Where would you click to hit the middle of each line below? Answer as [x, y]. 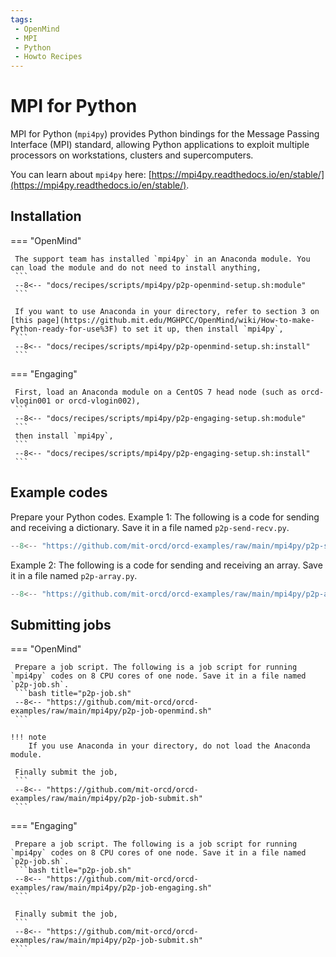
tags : [21, 19]
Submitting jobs [61, 624]
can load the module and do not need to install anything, [136, 267]
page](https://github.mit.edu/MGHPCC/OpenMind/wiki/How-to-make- [175, 320]
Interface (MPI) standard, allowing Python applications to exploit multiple [160, 145]
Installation [46, 216]
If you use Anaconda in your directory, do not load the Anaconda [169, 746]
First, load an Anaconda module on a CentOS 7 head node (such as [156, 392]
